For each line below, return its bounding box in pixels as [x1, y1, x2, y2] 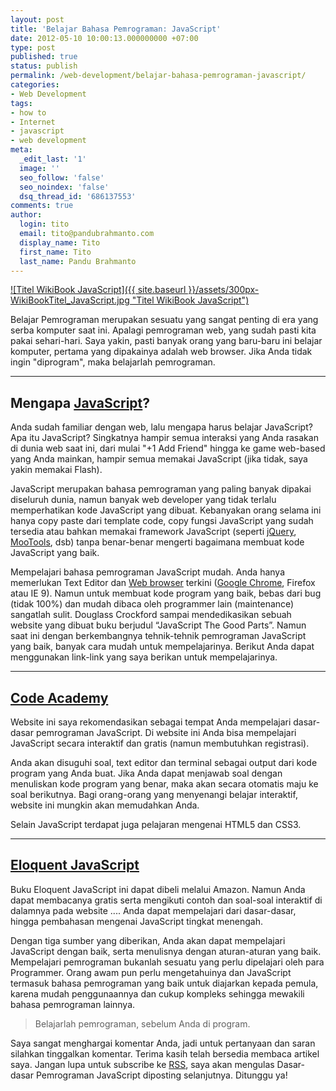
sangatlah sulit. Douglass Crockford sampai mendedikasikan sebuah [10, 609, 292, 621]
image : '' [19, 163, 60, 173]
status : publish [10, 61, 78, 71]
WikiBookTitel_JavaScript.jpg [10, 294, 130, 306]
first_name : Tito [19, 247, 92, 257]
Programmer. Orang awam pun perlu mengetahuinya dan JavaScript [10, 966, 292, 978]
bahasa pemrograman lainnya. [10, 998, 136, 1010]
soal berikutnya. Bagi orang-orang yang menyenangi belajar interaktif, [10, 789, 298, 800]
